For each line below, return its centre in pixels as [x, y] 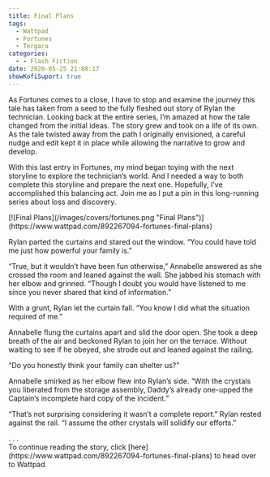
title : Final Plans [41, 16]
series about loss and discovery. [62, 202]
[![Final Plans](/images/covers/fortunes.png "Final [92, 217]
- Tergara [32, 46]
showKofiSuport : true [45, 76]
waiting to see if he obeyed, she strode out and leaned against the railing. [131, 349]
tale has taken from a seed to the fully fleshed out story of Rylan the [122, 108]
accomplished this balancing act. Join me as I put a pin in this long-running [134, 193]
